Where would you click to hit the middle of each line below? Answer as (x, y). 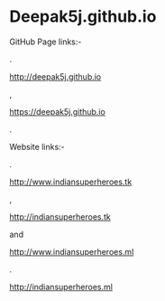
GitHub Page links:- (46, 42)
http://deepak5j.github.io (55, 76)
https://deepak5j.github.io (57, 111)
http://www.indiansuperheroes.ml (72, 251)
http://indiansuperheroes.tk (60, 216)
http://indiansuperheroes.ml (61, 287)
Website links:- (37, 146)
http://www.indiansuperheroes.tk (71, 182)
